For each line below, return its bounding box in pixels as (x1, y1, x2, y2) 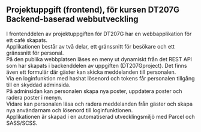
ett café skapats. (6, 36, 48, 44)
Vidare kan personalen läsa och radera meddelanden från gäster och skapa (6, 100, 193, 107)
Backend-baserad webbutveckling (6, 14, 139, 25)
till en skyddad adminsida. (6, 81, 71, 88)
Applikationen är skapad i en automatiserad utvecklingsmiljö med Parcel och (6, 113, 195, 120)
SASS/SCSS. (6, 119, 38, 127)
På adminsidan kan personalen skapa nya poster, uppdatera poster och (6, 87, 182, 95)
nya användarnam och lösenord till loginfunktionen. (6, 106, 133, 113)
